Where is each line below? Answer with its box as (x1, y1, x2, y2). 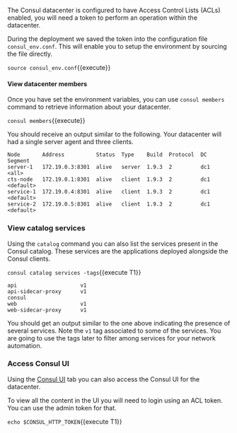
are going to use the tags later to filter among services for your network (7, 333, 216, 342)
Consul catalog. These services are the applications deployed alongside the (7, 247, 229, 255)
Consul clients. (7, 254, 51, 263)
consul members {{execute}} (7, 117, 86, 125)
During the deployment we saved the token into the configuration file (7, 35, 208, 43)
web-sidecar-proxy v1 (7, 307, 87, 314)
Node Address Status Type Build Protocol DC (7, 151, 207, 158)
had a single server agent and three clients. (7, 138, 134, 146)
